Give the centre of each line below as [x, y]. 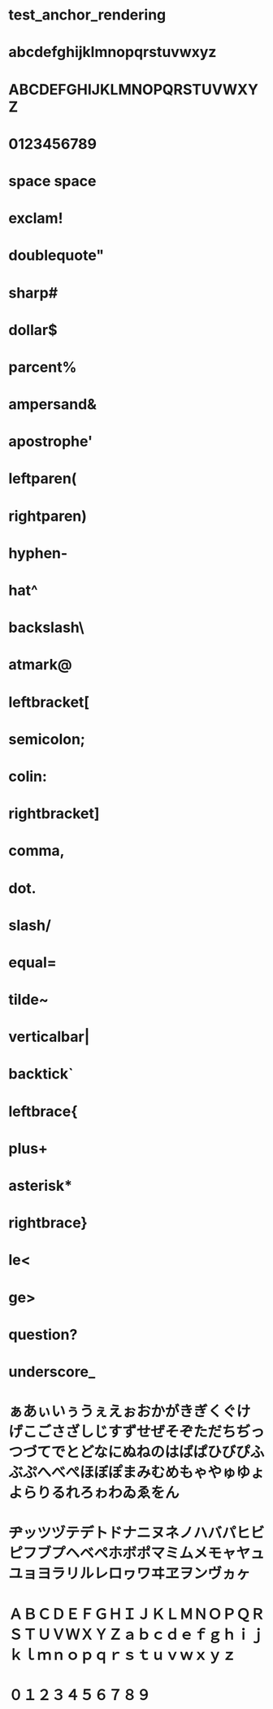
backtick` [41, 1074]
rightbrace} [48, 1223]
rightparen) [48, 516]
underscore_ [52, 1371]
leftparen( [43, 479]
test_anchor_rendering [87, 15]
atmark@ [40, 665]
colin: [28, 776]
